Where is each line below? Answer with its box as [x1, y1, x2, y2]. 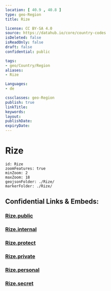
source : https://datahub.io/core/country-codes [5, 31, 106, 36]
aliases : [5, 67, 23, 73]
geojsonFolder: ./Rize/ [5, 179, 55, 184]
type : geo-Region [5, 12, 41, 17]
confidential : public [5, 49, 50, 54]
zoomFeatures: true [5, 166, 46, 171]
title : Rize [5, 17, 30, 22]
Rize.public [5, 212, 33, 220]
